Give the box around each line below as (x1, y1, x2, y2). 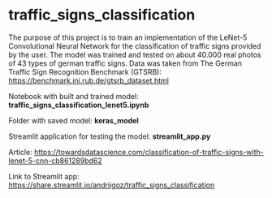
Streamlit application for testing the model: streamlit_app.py (8, 131, 211, 141)
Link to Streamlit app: (8, 171, 80, 181)
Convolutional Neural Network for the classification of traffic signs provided (8, 41, 261, 50)
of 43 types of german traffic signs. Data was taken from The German (8, 58, 242, 68)
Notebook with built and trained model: (8, 91, 140, 101)
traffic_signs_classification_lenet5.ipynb (8, 100, 149, 110)
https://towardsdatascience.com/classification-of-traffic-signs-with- (33, 147, 264, 157)
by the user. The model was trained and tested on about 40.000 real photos (8, 49, 261, 59)
